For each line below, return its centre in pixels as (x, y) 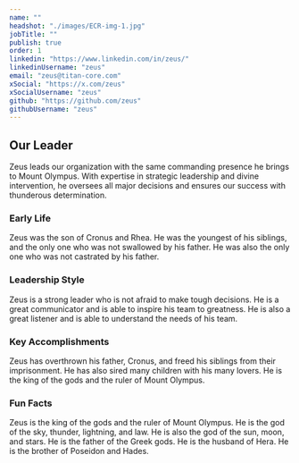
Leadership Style (47, 280)
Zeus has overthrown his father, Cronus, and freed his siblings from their (143, 361)
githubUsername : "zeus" (54, 109)
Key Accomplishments (59, 341)
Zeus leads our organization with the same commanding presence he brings (149, 167)
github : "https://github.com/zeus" (75, 101)
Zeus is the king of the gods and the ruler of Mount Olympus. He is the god (147, 423)
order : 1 (25, 51)
